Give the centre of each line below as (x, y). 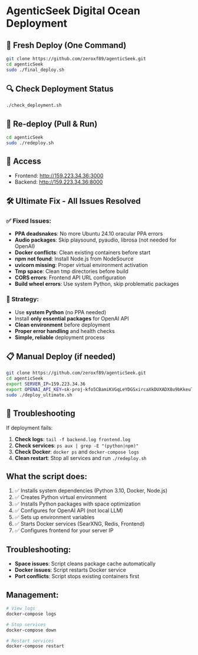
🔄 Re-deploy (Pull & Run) (52, 124)
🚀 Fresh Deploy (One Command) (66, 45)
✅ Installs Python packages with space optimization (77, 504)
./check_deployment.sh (34, 105)
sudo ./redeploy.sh (30, 143)
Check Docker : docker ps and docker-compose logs (77, 452)
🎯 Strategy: (23, 299)
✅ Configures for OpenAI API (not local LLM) (69, 511)
